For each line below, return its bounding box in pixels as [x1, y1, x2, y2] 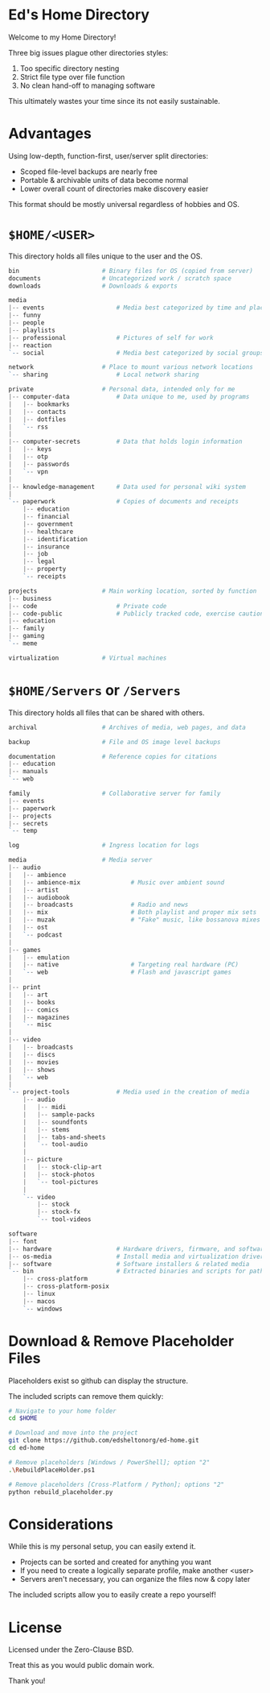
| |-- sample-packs [22, 1110, 95, 1119]
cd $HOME [8, 1414, 38, 1422]
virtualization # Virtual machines [8, 654, 167, 662]
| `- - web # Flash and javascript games [8, 968, 231, 976]
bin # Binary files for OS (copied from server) [8, 267, 253, 275]
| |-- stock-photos [22, 1170, 95, 1178]
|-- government [22, 519, 74, 528]
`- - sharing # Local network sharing [8, 370, 199, 379]
